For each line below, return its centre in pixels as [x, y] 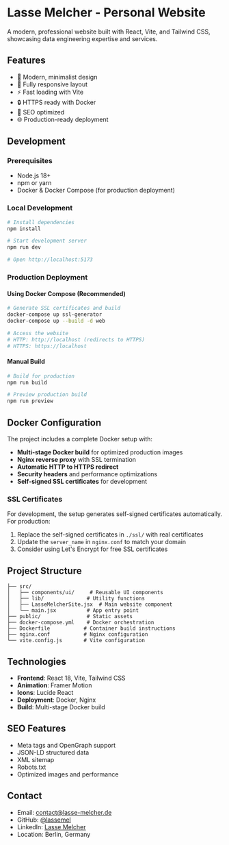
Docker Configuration [54, 422]
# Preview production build [47, 395]
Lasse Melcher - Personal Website [107, 13]
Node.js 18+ [34, 175]
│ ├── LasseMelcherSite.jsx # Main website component [90, 604]
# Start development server [47, 241]
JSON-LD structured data [53, 752]
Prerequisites [30, 161]
